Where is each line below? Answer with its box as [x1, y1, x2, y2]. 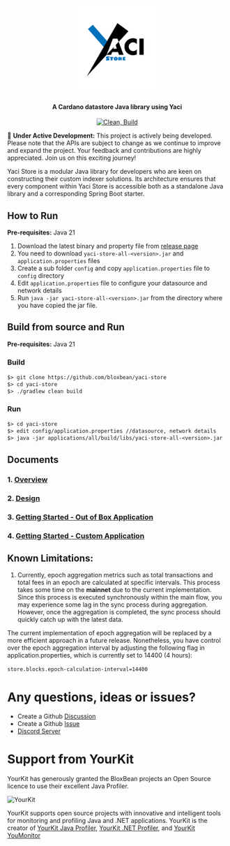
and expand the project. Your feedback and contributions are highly [7, 147, 202, 155]
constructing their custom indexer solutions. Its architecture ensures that [7, 175, 216, 183]
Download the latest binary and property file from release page [17, 242, 199, 251]
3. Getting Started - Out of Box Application [7, 512, 153, 521]
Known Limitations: [7, 552, 94, 564]
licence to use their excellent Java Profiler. [7, 782, 129, 790]
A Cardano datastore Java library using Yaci [52, 103, 183, 111]
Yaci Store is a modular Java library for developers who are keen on [7, 168, 202, 176]
